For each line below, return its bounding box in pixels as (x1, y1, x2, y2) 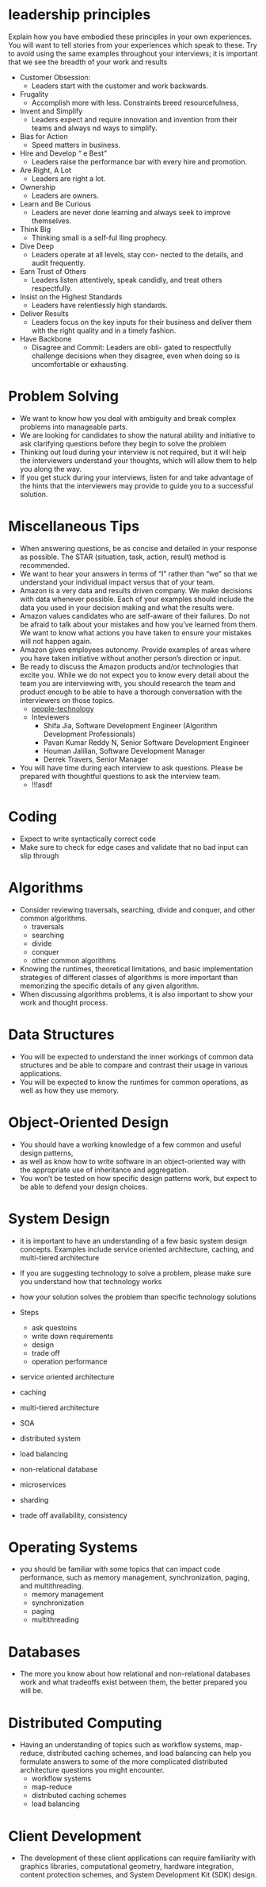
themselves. (31, 216, 72, 226)
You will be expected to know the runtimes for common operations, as (19, 1077, 249, 1086)
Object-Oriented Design (8, 1113, 169, 1131)
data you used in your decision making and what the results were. (19, 602, 235, 612)
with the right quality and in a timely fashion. (31, 326, 177, 335)
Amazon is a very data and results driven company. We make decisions (19, 585, 253, 595)
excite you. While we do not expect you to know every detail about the (19, 670, 249, 680)
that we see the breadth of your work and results (8, 57, 168, 67)
